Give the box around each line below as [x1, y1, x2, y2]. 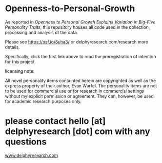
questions [5, 136, 47, 147]
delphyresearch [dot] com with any [5, 126, 150, 137]
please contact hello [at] [5, 116, 106, 127]
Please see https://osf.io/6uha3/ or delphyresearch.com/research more [5, 39, 148, 44]
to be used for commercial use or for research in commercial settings [5, 88, 144, 94]
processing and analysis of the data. [5, 29, 78, 35]
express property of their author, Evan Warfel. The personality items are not [5, 82, 157, 88]
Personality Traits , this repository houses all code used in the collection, [5, 24, 150, 30]
